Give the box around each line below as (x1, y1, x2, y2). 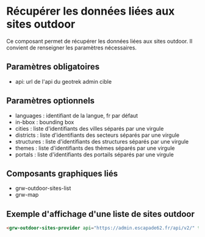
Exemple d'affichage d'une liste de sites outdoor (6, 209, 195, 219)
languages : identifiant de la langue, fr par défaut (15, 112, 138, 119)
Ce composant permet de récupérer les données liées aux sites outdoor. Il (6, 37, 193, 45)
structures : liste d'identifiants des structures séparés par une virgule (15, 137, 189, 145)
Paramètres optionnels (6, 96, 95, 106)
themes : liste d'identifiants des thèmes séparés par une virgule (15, 144, 175, 151)
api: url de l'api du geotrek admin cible (15, 78, 112, 85)
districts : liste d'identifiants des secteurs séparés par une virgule (15, 131, 180, 139)
